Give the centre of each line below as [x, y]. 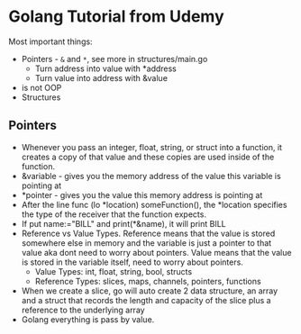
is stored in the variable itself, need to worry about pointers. [132, 262]
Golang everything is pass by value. [88, 319]
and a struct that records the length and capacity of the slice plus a [146, 300]
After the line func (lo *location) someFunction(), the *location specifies [154, 204]
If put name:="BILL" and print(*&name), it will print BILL [123, 223]
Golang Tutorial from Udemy [116, 17]
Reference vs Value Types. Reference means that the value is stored [148, 233]
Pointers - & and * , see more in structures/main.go [114, 59]
